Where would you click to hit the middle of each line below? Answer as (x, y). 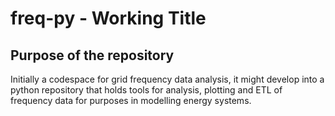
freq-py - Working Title (108, 18)
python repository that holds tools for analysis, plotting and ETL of (146, 90)
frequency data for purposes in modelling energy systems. (131, 100)
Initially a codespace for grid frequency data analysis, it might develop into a (167, 79)
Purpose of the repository (92, 55)
